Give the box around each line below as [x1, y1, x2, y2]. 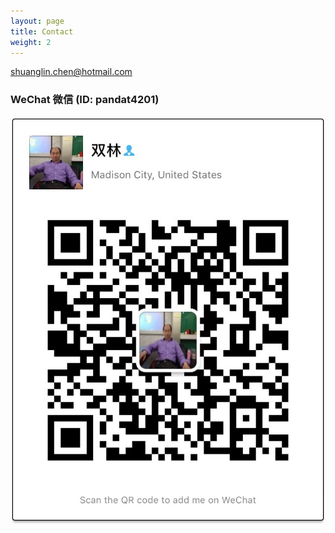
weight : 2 [10, 37, 52, 47]
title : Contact [10, 26, 74, 37]
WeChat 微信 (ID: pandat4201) [10, 93, 160, 107]
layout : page [10, 16, 65, 26]
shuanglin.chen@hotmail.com [10, 66, 133, 78]
